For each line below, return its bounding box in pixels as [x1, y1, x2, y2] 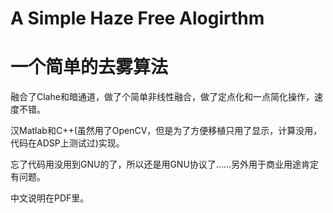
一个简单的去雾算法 [10, 56, 169, 79]
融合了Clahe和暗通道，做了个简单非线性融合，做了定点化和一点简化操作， [10, 91, 315, 103]
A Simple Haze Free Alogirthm [10, 7, 265, 30]
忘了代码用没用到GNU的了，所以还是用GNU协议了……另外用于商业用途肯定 [10, 158, 320, 171]
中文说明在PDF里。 [10, 192, 90, 204]
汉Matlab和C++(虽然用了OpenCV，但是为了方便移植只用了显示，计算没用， [10, 125, 323, 137]
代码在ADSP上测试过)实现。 [10, 137, 125, 149]
